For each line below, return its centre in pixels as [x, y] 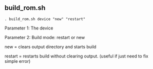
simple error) [18, 61]
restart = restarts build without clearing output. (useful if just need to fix [76, 56]
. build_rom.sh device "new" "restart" [45, 19]
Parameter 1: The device [29, 28]
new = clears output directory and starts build [50, 47]
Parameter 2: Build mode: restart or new [45, 37]
